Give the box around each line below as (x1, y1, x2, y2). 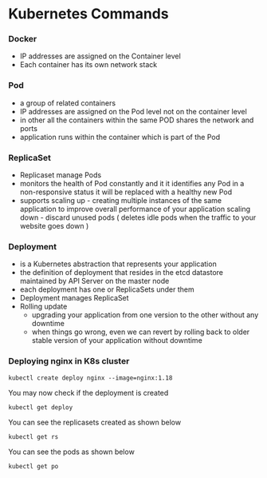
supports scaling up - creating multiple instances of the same (19, 196, 222, 205)
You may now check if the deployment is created (8, 388, 169, 397)
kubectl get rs (8, 432, 59, 440)
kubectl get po (8, 462, 59, 470)
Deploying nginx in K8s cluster (8, 356, 130, 367)
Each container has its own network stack (19, 60, 158, 70)
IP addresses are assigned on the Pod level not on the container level (19, 106, 247, 116)
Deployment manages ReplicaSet (19, 293, 129, 303)
